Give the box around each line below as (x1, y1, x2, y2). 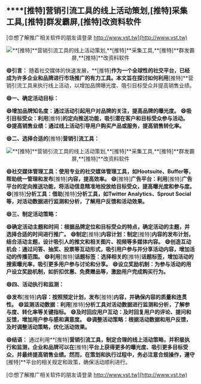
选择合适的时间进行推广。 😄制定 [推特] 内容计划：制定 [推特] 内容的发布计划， (6, 230, 194, 237)
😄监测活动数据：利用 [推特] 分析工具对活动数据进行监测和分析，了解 (17, 301, 185, 308)
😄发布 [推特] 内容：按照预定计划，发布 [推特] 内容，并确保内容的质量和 (6, 293, 177, 300)
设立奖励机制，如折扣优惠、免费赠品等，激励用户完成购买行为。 (11, 268, 169, 275)
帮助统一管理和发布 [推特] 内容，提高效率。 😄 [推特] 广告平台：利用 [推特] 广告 (6, 175, 193, 182)
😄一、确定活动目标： (6, 95, 59, 102)
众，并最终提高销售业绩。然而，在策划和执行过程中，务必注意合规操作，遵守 (6, 351, 195, 358)
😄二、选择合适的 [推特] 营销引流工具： (6, 135, 100, 142)
